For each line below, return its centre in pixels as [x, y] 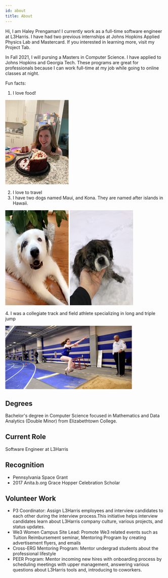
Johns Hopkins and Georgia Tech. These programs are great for [72, 62]
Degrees [19, 403]
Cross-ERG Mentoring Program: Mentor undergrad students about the [85, 548]
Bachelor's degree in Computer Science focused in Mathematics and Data [82, 415]
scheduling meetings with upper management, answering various [81, 564]
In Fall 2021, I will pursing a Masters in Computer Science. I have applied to [83, 57]
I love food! [24, 93]
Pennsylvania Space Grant [40, 477]
